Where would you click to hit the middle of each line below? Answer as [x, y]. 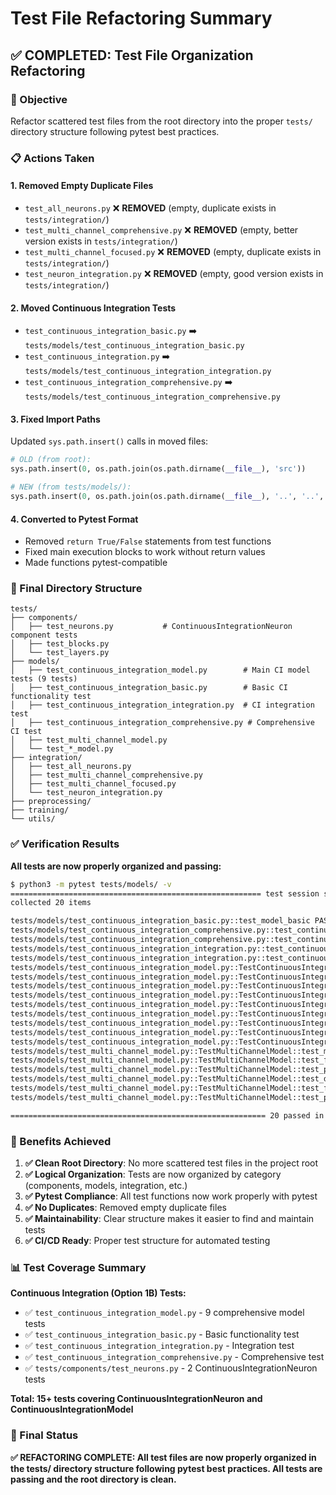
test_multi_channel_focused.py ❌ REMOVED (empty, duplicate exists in [173, 251]
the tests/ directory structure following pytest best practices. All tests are [166, 1468]
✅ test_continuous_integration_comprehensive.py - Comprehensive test [174, 1357]
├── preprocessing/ [51, 802]
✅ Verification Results [65, 844]
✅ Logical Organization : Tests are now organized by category [153, 1174]
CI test [26, 732]
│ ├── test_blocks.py [60, 644]
